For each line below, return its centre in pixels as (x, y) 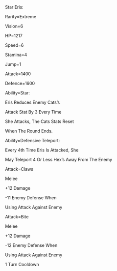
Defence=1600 (20, 83)
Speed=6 (14, 45)
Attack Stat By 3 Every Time (33, 112)
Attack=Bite (17, 217)
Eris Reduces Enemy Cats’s (33, 102)
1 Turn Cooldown (22, 264)
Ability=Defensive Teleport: (33, 140)
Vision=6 (14, 26)
